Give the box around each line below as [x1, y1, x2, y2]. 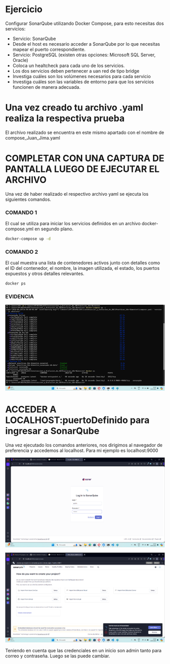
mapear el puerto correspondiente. [12, 46, 86, 52]
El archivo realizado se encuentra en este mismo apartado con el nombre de [5, 129, 164, 135]
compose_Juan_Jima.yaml [5, 134, 61, 141]
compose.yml [5, 226, 34, 232]
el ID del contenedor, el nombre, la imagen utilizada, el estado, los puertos [5, 265, 160, 271]
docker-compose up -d [5, 236, 51, 241]
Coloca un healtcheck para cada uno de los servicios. [12, 62, 125, 68]
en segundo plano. [34, 226, 74, 232]
